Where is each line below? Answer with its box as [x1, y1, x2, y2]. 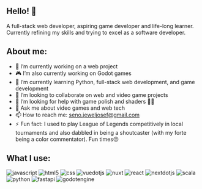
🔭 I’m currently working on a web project [15, 62, 118, 70]
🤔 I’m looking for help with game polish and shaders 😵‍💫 [15, 98, 155, 105]
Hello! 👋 [6, 6, 37, 16]
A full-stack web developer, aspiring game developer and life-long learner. [6, 22, 194, 29]
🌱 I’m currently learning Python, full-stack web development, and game [15, 78, 195, 85]
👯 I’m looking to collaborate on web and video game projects [15, 91, 168, 98]
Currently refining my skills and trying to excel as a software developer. [6, 29, 186, 36]
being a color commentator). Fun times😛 [15, 135, 119, 143]
